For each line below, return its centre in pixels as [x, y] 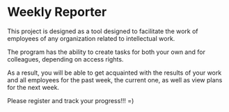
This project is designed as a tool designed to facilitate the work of [103, 31]
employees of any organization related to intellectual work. [91, 38]
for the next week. [33, 87]
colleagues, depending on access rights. [65, 59]
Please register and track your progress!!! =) [71, 100]
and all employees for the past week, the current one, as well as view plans [115, 80]
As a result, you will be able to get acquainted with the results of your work [114, 73]
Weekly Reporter [57, 12]
